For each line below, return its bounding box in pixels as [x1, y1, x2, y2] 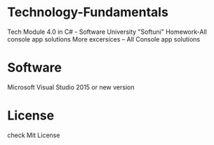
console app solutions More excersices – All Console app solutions [7, 34, 201, 43]
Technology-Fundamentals [7, 4, 168, 20]
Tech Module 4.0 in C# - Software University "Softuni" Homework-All [7, 27, 207, 36]
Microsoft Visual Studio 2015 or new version [7, 82, 135, 92]
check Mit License [7, 131, 60, 139]
